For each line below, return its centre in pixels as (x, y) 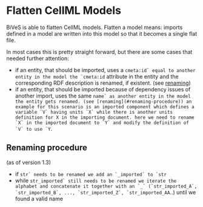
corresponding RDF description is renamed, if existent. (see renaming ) (103, 83)
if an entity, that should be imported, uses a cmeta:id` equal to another (105, 70)
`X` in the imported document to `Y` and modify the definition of (102, 123)
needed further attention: (38, 58)
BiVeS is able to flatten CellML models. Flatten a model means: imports (95, 27)
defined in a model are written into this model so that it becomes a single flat (102, 33)
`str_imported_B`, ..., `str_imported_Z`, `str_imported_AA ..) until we (105, 192)
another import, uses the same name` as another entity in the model (103, 96)
